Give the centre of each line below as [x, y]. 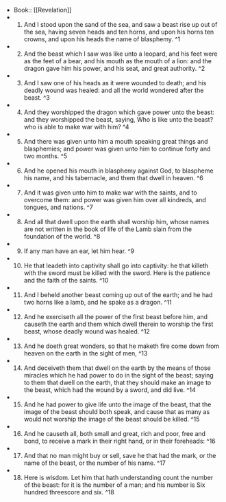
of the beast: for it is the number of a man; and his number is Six [114, 485]
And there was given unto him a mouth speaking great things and [116, 141]
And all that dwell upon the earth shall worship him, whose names [116, 222]
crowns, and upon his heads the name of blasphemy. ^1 [102, 39]
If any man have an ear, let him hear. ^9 [79, 251]
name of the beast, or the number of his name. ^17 [95, 463]
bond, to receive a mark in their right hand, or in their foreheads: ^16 [120, 441]
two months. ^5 [45, 156]
